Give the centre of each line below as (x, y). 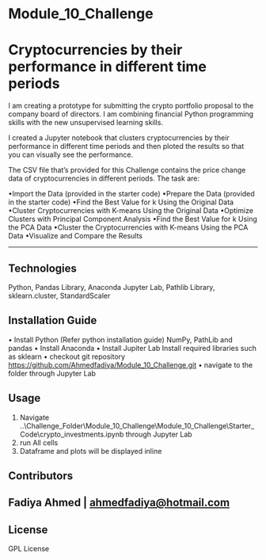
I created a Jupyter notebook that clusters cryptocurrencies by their (119, 138)
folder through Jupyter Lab (52, 373)
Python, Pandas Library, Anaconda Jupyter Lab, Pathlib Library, (112, 287)
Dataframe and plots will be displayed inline (91, 451)
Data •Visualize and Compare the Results (75, 236)
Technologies (43, 268)
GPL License (29, 549)
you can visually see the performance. (70, 154)
